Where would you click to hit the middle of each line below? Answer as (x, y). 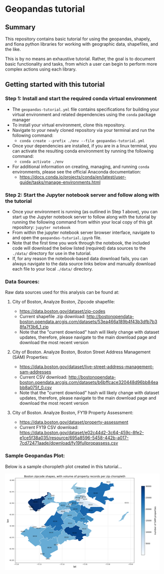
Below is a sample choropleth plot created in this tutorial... (64, 466)
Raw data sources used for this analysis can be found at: (62, 292)
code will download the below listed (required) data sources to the (79, 248)
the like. (13, 49)
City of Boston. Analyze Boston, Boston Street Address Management (81, 352)
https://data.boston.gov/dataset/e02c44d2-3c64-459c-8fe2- (82, 433)
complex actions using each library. (41, 69)
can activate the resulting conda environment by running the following (83, 151)
